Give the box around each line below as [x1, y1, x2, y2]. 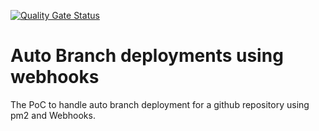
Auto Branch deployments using [10, 45, 284, 67]
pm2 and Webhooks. [10, 109, 96, 121]
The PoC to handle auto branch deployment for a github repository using [10, 98, 310, 110]
